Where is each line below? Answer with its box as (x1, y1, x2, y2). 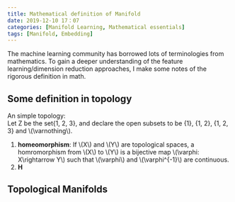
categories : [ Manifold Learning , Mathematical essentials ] (7, 23, 185, 30)
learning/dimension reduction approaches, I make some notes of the (7, 64, 207, 73)
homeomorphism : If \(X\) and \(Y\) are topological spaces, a (17, 140, 195, 149)
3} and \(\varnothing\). (7, 127, 73, 135)
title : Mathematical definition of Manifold (7, 10, 141, 18)
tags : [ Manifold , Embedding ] (7, 30, 93, 38)
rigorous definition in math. (7, 72, 86, 81)
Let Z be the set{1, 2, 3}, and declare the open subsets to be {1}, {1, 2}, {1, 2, (7, 119, 229, 128)
